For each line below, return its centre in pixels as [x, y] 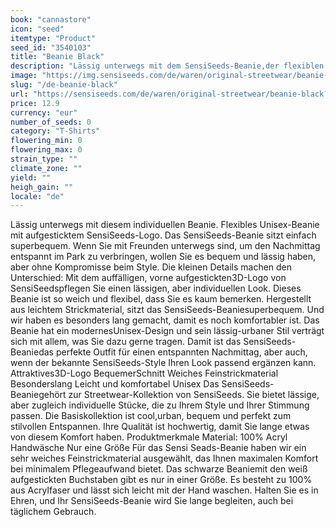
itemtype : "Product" [53, 38]
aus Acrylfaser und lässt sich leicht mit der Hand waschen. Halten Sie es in [164, 490]
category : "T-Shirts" [55, 131]
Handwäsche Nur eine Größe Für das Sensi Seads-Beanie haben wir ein [158, 448]
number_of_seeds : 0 [51, 122]
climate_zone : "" [46, 168]
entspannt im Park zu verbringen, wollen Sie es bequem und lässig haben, [163, 257]
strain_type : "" [44, 159]
